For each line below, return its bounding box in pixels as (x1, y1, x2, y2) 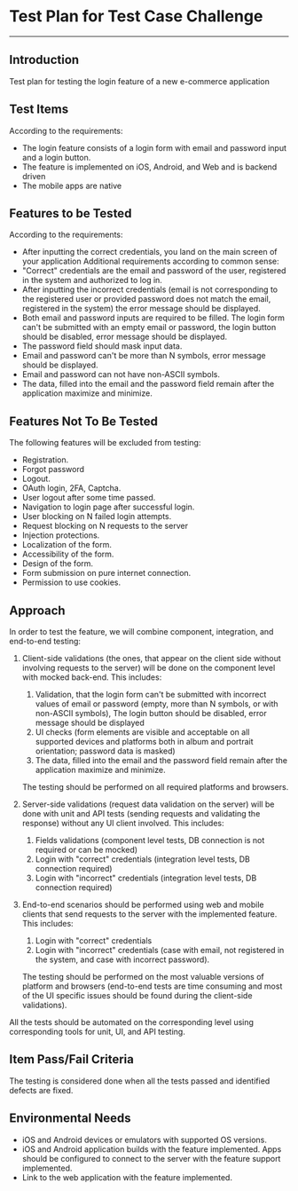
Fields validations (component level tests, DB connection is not (35, 835, 265, 845)
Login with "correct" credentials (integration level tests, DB (35, 854, 251, 864)
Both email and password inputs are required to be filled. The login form (21, 312, 286, 323)
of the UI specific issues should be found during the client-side (21, 990, 253, 1000)
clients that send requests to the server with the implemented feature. (21, 909, 278, 919)
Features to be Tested (9, 206, 132, 221)
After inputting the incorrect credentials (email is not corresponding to (21, 284, 278, 295)
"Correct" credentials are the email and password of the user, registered (21, 265, 286, 276)
